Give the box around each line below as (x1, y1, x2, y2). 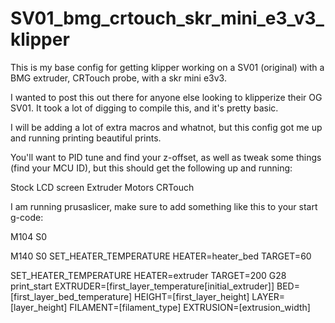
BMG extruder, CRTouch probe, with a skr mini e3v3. (10, 72, 227, 84)
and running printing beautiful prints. (10, 132, 162, 144)
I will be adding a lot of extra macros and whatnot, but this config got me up (10, 121, 323, 133)
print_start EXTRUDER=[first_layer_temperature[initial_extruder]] (10, 280, 275, 292)
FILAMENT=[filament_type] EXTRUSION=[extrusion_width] (69, 301, 311, 313)
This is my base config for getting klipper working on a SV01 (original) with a (10, 61, 325, 73)
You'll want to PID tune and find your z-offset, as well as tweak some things (10, 151, 322, 163)
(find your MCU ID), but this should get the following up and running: (10, 162, 293, 174)
